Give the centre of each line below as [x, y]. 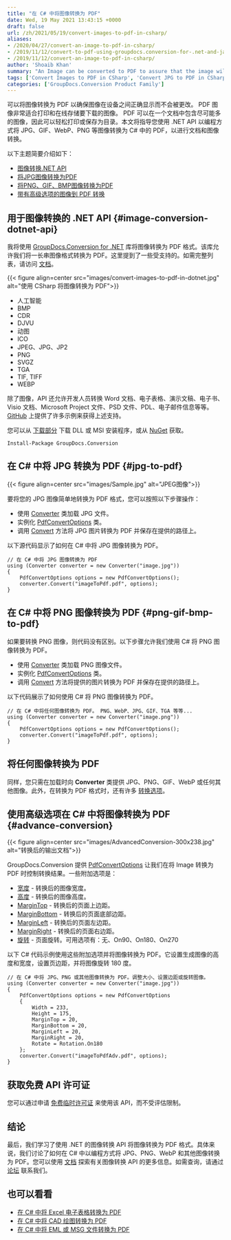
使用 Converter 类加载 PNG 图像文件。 [71, 664]
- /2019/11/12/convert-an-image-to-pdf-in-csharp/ [81, 59]
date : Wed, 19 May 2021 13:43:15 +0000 [64, 20]
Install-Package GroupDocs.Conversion [63, 443]
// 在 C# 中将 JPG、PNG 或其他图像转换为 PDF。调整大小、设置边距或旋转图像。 [108, 978]
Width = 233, [51, 1008]
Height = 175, [52, 1014]
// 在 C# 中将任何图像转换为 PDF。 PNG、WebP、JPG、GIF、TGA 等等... [100, 711]
